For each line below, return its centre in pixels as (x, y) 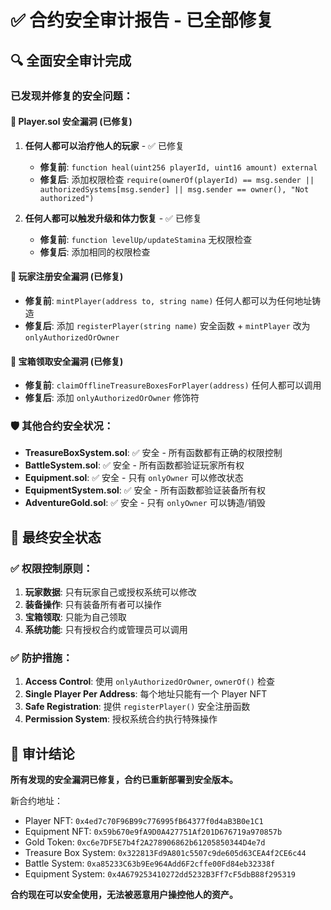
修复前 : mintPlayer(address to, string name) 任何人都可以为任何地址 (168, 300)
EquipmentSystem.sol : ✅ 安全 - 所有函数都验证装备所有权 (145, 490)
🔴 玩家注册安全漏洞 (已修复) (67, 277)
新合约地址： (36, 801)
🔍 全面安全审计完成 (71, 60)
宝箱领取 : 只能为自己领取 (75, 617)
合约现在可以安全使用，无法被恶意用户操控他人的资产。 (124, 895)
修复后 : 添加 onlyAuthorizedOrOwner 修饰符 (112, 398)
